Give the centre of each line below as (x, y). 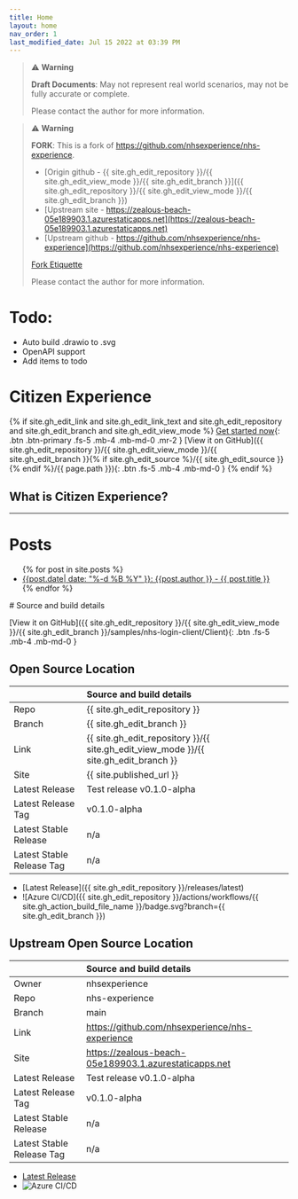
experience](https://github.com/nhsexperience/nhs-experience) (161, 247)
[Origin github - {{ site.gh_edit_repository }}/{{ (128, 172)
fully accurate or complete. (80, 94)
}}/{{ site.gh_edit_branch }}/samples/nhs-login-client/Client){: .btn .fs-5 (140, 631)
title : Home (31, 17)
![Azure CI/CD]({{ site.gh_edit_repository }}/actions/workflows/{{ (140, 897)
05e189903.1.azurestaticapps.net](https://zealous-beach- (149, 219)
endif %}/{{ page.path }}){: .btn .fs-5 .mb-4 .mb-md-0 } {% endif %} (147, 469)
